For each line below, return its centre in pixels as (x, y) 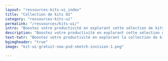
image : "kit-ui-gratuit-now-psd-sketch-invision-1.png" (64, 47)
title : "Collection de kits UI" (39, 14)
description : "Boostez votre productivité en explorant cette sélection (82, 33)
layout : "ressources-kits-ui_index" (43, 10)
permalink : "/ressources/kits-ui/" (42, 24)
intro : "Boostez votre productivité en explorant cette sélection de (79, 28)
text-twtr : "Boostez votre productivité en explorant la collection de (81, 38)
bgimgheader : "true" (27, 42)
